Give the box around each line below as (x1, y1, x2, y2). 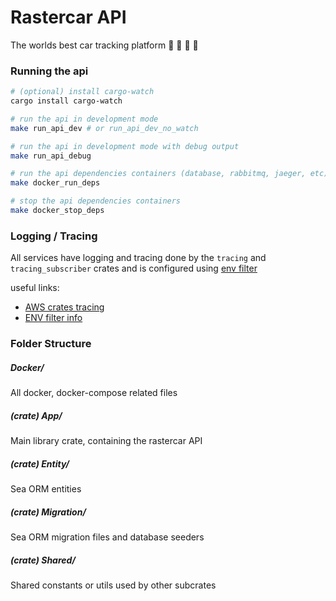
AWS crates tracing (24, 301, 105, 313)
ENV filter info (24, 312, 83, 324)
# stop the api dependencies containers (10, 196, 182, 206)
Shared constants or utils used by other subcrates (10, 579, 217, 591)
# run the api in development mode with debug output (10, 141, 240, 151)
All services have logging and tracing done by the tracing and (10, 252, 267, 264)
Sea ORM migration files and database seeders (10, 531, 205, 543)
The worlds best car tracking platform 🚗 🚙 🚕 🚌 (10, 39, 199, 51)
